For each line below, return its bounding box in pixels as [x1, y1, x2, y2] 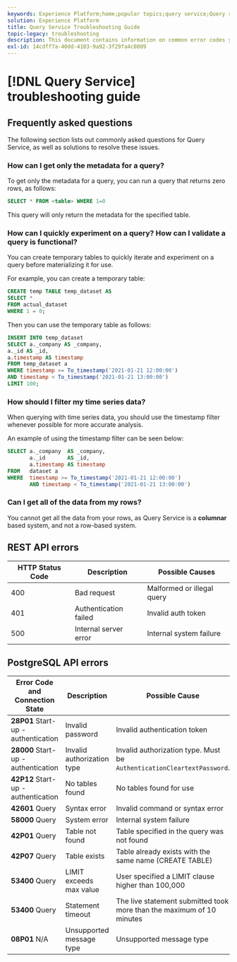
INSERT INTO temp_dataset [7, 334, 83, 341]
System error [65, 815, 109, 825]
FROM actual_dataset [7, 301, 68, 308]
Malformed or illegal [147, 583, 214, 593]
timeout [65, 910, 91, 920]
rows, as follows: [7, 184, 56, 193]
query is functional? [7, 237, 78, 247]
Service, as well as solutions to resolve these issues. [7, 143, 160, 151]
